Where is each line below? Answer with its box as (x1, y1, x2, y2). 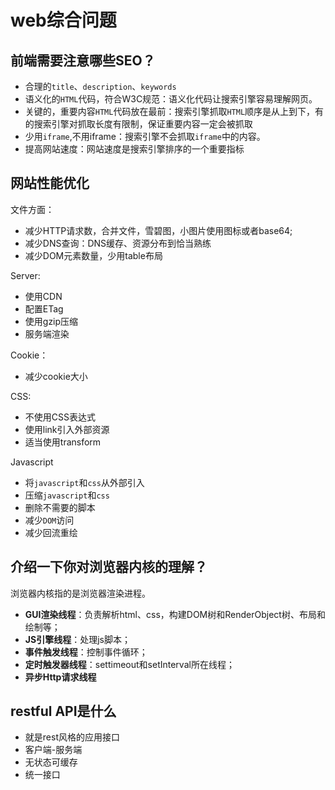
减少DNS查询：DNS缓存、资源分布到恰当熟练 (24, 237, 212, 249)
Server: (10, 269, 41, 281)
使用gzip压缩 (24, 315, 79, 327)
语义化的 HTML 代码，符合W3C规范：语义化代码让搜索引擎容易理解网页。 (24, 93, 318, 105)
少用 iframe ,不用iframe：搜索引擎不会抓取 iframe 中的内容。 (24, 131, 266, 142)
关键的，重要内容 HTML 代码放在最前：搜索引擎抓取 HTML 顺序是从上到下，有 (24, 106, 325, 117)
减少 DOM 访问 (24, 514, 75, 526)
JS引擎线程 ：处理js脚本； (24, 633, 131, 645)
